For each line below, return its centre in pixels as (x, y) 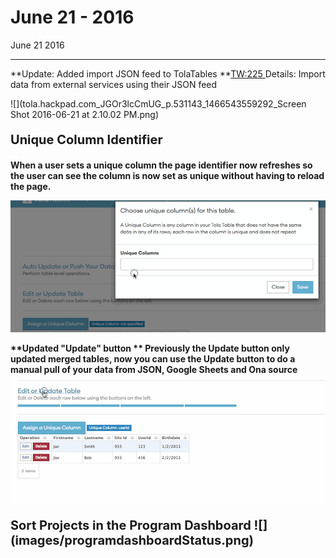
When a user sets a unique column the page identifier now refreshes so (161, 165)
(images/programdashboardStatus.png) (132, 540)
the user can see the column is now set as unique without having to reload (167, 175)
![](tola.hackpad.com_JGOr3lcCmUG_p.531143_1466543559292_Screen (158, 103)
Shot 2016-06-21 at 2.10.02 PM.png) (85, 114)
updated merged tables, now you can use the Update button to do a (153, 358)
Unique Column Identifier (86, 139)
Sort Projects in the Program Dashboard (131, 525)
